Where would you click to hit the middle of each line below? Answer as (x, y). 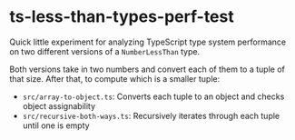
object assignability (59, 105)
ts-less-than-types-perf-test (122, 17)
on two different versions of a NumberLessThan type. (105, 51)
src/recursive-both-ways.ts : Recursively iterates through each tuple (151, 115)
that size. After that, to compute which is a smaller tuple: (115, 78)
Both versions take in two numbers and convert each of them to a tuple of (147, 69)
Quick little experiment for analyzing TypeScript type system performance (148, 42)
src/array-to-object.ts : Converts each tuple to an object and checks (153, 96)
